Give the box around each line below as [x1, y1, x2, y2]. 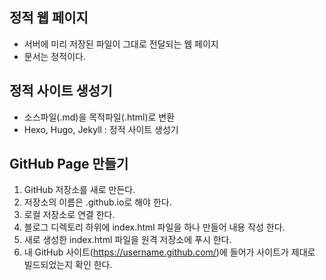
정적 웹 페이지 [9, 9, 89, 27]
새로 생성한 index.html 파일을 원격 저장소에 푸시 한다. [23, 234, 232, 246]
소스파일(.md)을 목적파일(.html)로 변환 [23, 111, 176, 123]
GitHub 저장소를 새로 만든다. [23, 184, 136, 196]
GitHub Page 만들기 [9, 156, 129, 173]
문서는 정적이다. [23, 50, 86, 62]
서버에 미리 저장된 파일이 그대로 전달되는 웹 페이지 [23, 38, 219, 50]
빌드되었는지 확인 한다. [23, 259, 113, 271]
